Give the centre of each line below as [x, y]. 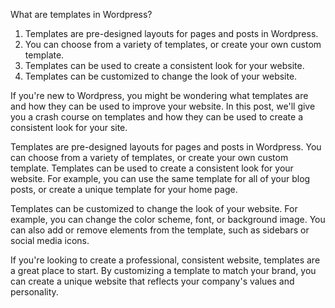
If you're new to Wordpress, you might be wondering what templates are [159, 95]
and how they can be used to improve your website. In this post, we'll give [163, 106]
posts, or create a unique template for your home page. [124, 189]
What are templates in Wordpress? [81, 14]
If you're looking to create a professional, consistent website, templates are [165, 260]
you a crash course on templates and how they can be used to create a [157, 117]
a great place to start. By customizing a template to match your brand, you [163, 270]
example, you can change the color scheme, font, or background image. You [168, 219]
